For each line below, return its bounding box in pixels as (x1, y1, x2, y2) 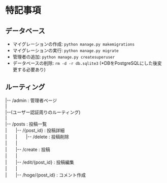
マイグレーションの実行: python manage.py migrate (12, 47, 119, 54)
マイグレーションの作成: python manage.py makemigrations (12, 41, 135, 47)
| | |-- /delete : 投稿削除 (5, 134, 70, 140)
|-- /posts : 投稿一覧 (5, 121, 47, 127)
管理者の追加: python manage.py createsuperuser (12, 54, 115, 60)
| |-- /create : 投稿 (5, 146, 50, 152)
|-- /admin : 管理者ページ (5, 97, 57, 103)
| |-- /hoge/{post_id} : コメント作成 (5, 172, 86, 178)
